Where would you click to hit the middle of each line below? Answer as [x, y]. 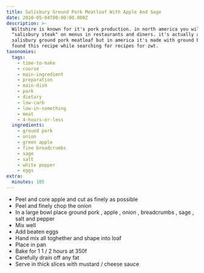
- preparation [35, 80]
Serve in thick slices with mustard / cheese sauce [77, 264]
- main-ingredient [40, 74]
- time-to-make [36, 63]
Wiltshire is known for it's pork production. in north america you [100, 29]
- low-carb [31, 102]
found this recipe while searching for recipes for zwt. [85, 46]
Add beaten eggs [37, 232]
